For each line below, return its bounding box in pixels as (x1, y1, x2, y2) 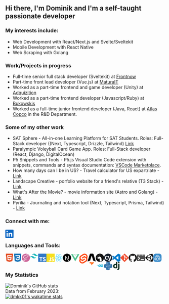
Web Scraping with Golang (12, 49, 69, 55)
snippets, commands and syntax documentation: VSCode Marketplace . (12, 162, 161, 168)
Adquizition (12, 90, 37, 96)
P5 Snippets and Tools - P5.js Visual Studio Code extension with (12, 157, 147, 163)
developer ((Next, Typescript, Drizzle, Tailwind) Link (25, 141, 134, 147)
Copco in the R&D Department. (12, 111, 77, 117)
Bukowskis (12, 100, 35, 106)
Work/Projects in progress (5, 62, 72, 69)
